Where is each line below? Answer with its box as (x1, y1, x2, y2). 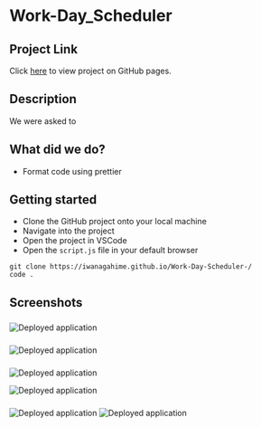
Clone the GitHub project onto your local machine (22, 216, 208, 227)
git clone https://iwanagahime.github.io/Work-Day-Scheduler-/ (9, 262, 253, 271)
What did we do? (9, 142, 106, 157)
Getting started (9, 192, 98, 208)
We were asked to (9, 115, 77, 127)
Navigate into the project (22, 225, 115, 236)
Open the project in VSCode (22, 235, 128, 246)
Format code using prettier (22, 166, 122, 176)
